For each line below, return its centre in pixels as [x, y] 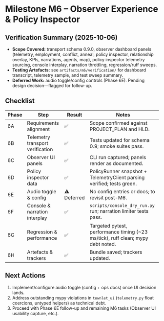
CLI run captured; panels [118, 157]
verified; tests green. [113, 183]
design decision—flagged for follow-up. [52, 86]
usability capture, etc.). [35, 313]
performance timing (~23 [119, 232]
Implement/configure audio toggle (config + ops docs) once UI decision [84, 287]
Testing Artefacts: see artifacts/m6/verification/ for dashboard [79, 70]
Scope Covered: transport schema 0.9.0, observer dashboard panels [82, 49]
